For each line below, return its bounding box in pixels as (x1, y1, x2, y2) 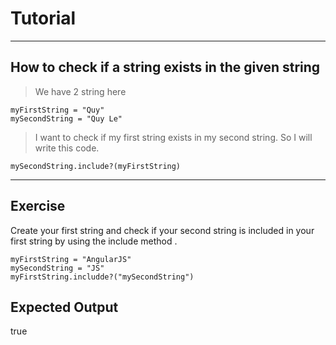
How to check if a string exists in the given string (10, 59, 321, 76)
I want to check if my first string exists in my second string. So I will (34, 131, 313, 143)
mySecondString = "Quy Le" (10, 113, 123, 124)
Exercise (10, 198, 66, 215)
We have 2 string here (34, 85, 127, 97)
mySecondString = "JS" (10, 263, 105, 273)
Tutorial (10, 7, 77, 30)
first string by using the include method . (10, 235, 178, 247)
